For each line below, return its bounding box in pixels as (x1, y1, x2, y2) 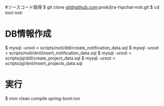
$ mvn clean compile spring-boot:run (5, 95, 80, 101)
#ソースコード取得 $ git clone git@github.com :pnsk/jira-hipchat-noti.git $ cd (5, 4, 160, 10)
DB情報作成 (5, 28, 51, 40)
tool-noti (5, 10, 23, 16)
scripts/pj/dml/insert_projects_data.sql (5, 60, 83, 66)
